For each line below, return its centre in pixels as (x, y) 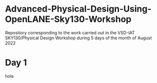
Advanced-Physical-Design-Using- (78, 9)
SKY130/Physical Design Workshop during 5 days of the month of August (78, 38)
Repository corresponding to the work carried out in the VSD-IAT (70, 33)
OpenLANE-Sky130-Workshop (68, 19)
